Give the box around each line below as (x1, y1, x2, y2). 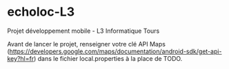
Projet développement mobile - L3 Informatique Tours (7, 27, 160, 35)
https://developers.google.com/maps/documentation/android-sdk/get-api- (9, 47, 222, 55)
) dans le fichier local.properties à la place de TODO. (33, 54, 183, 62)
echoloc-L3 (7, 4, 74, 20)
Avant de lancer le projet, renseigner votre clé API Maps (7, 40, 166, 48)
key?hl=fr (7, 54, 34, 62)
